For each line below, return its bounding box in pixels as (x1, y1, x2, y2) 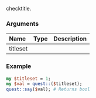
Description (53, 35, 87, 43)
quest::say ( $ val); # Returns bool (6, 86, 91, 93)
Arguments (6, 19, 39, 28)
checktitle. (6, 5, 32, 12)
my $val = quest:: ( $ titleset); (6, 81, 83, 87)
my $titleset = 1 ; (6, 76, 51, 82)
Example (6, 62, 32, 70)
